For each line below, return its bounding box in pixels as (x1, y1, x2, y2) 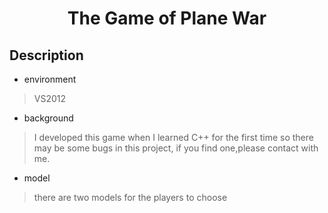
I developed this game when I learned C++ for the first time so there (33, 132, 314, 143)
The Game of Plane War (67, 7, 267, 30)
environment (23, 73, 77, 85)
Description (9, 47, 84, 64)
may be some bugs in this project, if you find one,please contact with (33, 142, 319, 154)
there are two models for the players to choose (33, 192, 228, 203)
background (23, 112, 74, 124)
